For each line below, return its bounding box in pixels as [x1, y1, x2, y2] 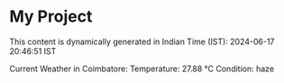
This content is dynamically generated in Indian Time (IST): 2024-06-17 [9, 36, 275, 47]
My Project [9, 6, 93, 27]
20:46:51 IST [9, 45, 57, 56]
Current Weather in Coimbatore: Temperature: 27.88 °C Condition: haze [9, 63, 275, 74]
